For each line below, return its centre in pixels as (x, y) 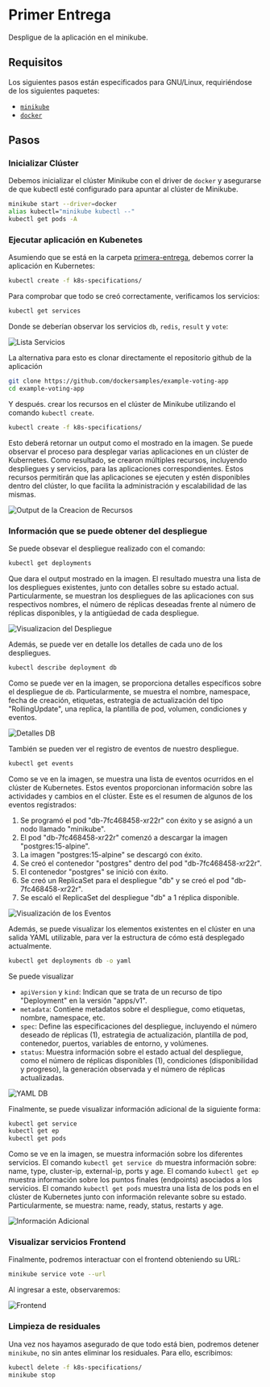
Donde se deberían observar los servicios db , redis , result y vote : (118, 327)
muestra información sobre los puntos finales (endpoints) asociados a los (130, 1180)
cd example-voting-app (46, 388)
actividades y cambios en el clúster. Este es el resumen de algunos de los (131, 796)
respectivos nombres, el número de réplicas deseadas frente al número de (132, 604)
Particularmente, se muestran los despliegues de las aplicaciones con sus (131, 596)
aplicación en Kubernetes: (52, 266)
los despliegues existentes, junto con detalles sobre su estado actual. (124, 587)
